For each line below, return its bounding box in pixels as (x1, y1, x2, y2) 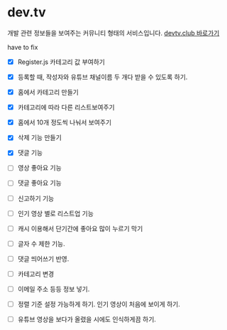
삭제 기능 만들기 (17, 133, 62, 142)
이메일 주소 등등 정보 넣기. (17, 284, 90, 293)
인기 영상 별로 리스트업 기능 (17, 209, 94, 218)
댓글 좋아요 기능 (17, 179, 62, 187)
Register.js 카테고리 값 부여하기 (17, 58, 105, 66)
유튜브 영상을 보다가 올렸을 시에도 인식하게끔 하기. (17, 315, 156, 324)
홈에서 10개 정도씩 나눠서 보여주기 (17, 118, 112, 127)
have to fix (7, 43, 38, 51)
